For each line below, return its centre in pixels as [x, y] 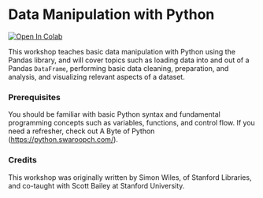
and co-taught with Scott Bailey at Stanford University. [96, 185]
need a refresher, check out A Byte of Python [81, 131]
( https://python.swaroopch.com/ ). [63, 140]
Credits [22, 160]
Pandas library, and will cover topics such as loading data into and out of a [129, 60]
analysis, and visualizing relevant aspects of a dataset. [96, 77]
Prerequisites [34, 97]
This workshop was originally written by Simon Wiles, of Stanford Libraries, [130, 177]
